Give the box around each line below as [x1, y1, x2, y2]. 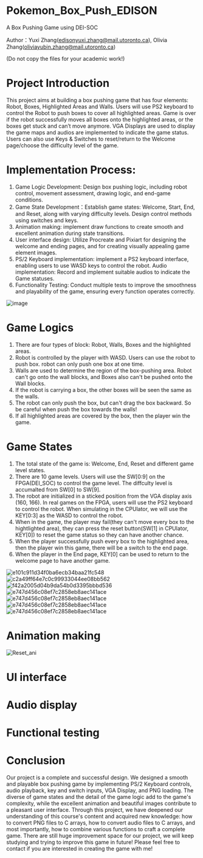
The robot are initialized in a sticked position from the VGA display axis [15, 492, 192, 500]
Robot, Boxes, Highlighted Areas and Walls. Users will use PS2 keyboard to [6, 103, 194, 110]
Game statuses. [15, 274, 55, 282]
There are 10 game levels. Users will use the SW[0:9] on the [15, 473, 165, 480]
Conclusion [6, 754, 66, 767]
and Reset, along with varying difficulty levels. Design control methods [15, 210, 192, 217]
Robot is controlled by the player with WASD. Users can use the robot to [15, 354, 196, 361]
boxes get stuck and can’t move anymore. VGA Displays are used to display [6, 122, 196, 130]
